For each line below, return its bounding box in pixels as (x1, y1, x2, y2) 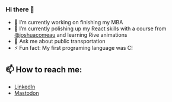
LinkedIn (14, 83, 36, 91)
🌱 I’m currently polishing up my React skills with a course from (14, 25, 167, 32)
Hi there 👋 (5, 5, 35, 14)
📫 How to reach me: (5, 65, 82, 75)
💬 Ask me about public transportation (14, 38, 106, 45)
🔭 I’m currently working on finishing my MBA (14, 19, 123, 26)
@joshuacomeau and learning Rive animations (14, 31, 128, 39)
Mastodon (14, 90, 39, 97)
